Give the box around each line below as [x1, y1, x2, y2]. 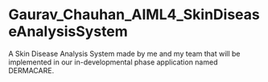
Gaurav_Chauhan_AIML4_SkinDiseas [8, 6, 260, 24]
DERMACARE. [8, 65, 55, 75]
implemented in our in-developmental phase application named [8, 57, 218, 67]
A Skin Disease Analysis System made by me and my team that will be [8, 49, 241, 58]
